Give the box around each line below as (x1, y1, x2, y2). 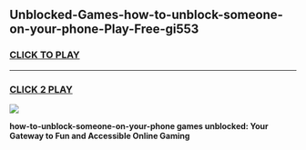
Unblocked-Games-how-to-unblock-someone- (9, 7, 284, 23)
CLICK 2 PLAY (9, 83, 73, 95)
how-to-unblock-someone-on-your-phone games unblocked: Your (9, 120, 269, 131)
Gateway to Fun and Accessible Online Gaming (9, 130, 190, 141)
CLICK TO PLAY (9, 49, 80, 62)
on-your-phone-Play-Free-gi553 (9, 22, 199, 37)
